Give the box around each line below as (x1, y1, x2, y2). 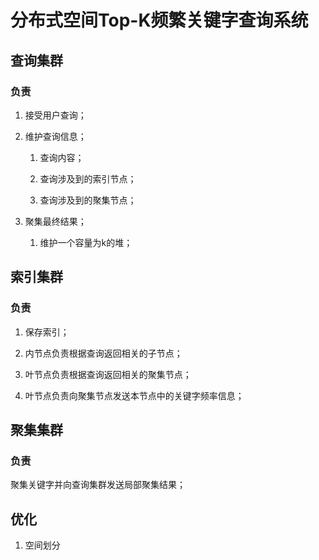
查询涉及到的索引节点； (39, 172, 137, 185)
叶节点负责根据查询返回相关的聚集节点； (24, 368, 192, 380)
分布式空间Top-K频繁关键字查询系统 (10, 9, 309, 32)
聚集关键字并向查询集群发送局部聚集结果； (10, 479, 186, 491)
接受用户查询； (24, 109, 87, 121)
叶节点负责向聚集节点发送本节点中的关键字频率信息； (24, 389, 245, 401)
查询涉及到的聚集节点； (39, 194, 137, 206)
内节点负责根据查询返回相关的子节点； (24, 347, 183, 359)
